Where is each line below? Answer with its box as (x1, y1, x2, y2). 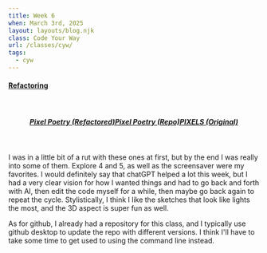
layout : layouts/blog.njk (8, 26, 94, 34)
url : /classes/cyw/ (8, 42, 73, 49)
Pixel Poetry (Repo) (114, 117, 180, 126)
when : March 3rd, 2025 (8, 19, 84, 27)
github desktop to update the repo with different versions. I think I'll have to (8, 227, 255, 237)
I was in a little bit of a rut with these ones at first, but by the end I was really (8, 152, 259, 162)
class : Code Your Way (8, 34, 80, 42)
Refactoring (8, 81, 49, 90)
